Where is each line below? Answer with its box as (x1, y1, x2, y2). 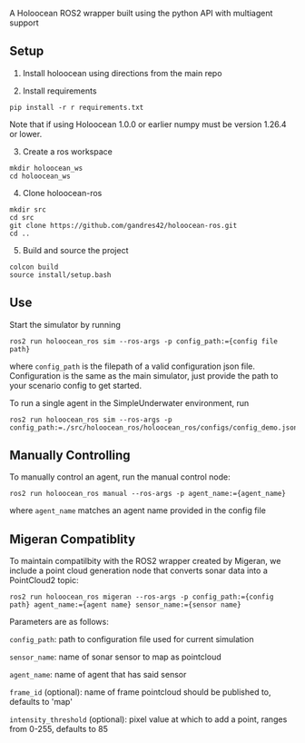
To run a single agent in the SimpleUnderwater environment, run (9, 397, 250, 408)
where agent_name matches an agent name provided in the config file (9, 505, 266, 516)
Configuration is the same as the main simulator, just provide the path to (9, 370, 279, 381)
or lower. (9, 128, 43, 139)
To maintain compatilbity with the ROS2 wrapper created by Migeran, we (9, 556, 281, 567)
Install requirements (22, 85, 97, 96)
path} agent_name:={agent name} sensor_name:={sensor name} (9, 600, 242, 609)
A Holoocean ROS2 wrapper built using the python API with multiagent (9, 8, 273, 18)
